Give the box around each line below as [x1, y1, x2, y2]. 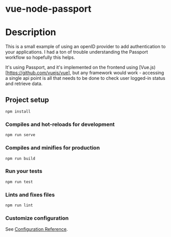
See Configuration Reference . [5, 226, 68, 232]
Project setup [5, 95, 50, 104]
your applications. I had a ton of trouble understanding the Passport [5, 49, 148, 55]
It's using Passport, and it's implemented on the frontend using [5, 64, 138, 71]
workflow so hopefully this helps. [5, 54, 75, 60]
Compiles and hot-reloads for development [5, 121, 115, 128]
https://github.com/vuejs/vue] [7, 70, 70, 76]
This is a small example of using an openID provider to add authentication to [5, 44, 166, 50]
